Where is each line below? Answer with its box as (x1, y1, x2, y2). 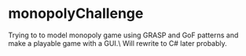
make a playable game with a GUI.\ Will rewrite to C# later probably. (8, 38, 228, 47)
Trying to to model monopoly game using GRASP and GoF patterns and (8, 30, 239, 40)
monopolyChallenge (8, 5, 144, 23)
